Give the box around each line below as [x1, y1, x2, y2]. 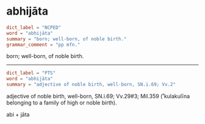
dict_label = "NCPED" [6, 24, 62, 31]
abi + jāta [6, 111, 30, 119]
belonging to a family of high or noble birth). [6, 99, 117, 106]
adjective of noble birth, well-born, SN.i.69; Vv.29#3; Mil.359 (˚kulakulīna [6, 93, 190, 100]
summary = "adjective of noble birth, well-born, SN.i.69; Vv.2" [6, 81, 176, 88]
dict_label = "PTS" [6, 70, 56, 76]
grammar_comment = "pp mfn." [6, 42, 81, 48]
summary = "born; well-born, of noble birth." [6, 35, 127, 42]
